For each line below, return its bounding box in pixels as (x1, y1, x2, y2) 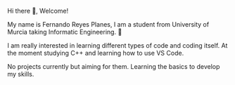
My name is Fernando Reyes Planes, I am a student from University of (7, 20, 210, 28)
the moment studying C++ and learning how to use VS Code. (7, 49, 184, 57)
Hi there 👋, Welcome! (7, 7, 69, 15)
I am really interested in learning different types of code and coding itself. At (7, 41, 228, 49)
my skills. (7, 70, 34, 78)
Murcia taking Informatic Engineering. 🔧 (7, 28, 122, 36)
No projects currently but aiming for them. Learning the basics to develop (7, 63, 220, 70)
